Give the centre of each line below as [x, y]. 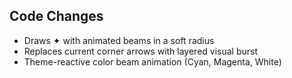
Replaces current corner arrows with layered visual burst [141, 51]
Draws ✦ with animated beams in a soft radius [119, 40]
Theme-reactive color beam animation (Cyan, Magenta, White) [152, 61]
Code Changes [56, 16]
